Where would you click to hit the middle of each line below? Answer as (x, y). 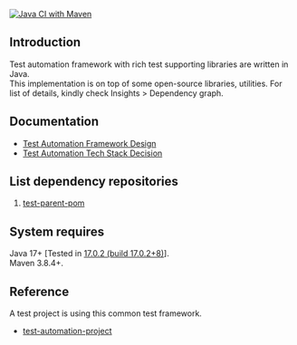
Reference (39, 291)
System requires (57, 231)
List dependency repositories (94, 182)
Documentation (54, 122)
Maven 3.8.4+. (37, 264)
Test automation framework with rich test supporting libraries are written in (149, 64)
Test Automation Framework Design (89, 143)
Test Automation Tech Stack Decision (92, 153)
